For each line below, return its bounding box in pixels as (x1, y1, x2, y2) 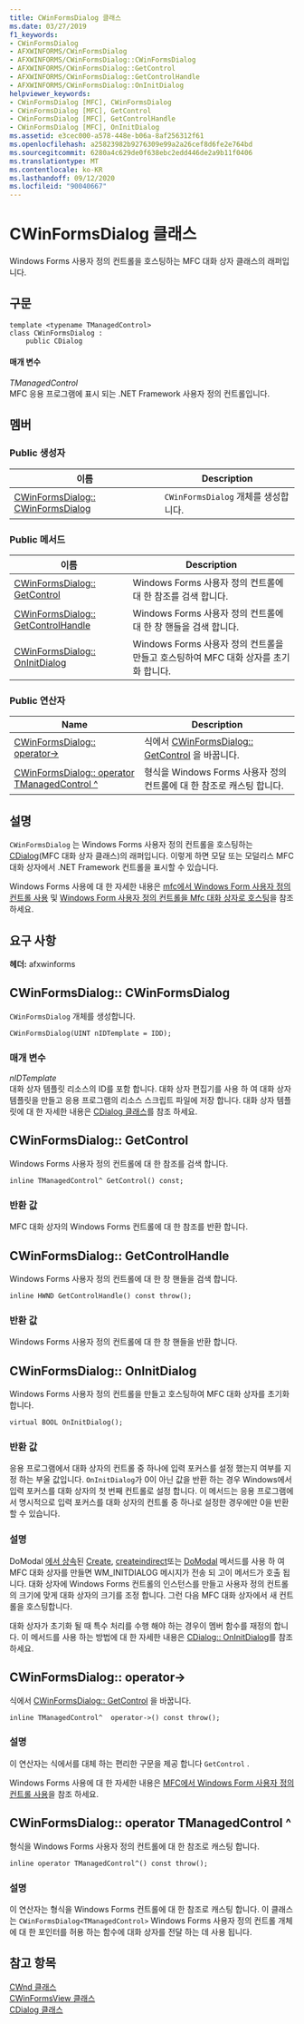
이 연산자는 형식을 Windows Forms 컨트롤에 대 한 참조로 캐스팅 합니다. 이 (9, 1903, 270, 1914)
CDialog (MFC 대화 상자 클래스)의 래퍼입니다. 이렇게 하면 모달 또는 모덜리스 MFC (9, 850, 294, 862)
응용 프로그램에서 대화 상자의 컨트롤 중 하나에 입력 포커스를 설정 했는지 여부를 (9, 1462, 282, 1474)
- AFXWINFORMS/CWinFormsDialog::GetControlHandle (9, 73, 201, 82)
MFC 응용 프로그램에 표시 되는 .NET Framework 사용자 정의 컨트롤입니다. (9, 388, 270, 399)
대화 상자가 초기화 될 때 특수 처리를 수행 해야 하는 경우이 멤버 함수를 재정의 (9, 1620, 272, 1631)
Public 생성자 (9, 446, 66, 459)
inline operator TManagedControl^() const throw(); (9, 1859, 208, 1868)
